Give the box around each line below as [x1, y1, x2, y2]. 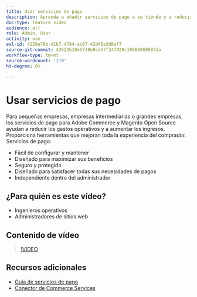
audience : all [6, 25, 41, 31]
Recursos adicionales [6, 262, 87, 273]
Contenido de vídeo [6, 230, 79, 240]
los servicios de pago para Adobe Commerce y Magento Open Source [6, 119, 176, 126]
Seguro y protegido [14, 162, 62, 169]
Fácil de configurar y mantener [14, 149, 89, 156]
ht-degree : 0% [6, 63, 41, 69]
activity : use [6, 36, 41, 42]
